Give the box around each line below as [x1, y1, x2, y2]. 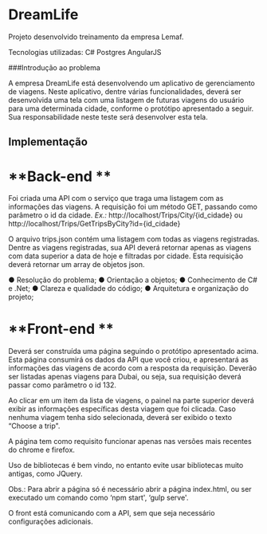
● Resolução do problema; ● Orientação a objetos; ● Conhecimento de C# [8, 275, 257, 285]
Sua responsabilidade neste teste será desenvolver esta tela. [8, 112, 209, 121]
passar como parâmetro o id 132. [8, 380, 117, 390]
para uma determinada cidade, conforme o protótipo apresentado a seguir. [8, 104, 254, 113]
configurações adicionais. [8, 516, 93, 527]
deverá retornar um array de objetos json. [8, 260, 145, 269]
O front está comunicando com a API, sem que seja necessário [8, 508, 215, 518]
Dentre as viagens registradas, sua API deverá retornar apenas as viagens [8, 243, 252, 253]
